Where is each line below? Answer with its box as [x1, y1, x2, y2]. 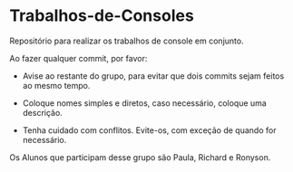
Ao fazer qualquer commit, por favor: [9, 53, 148, 63]
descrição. [22, 107, 63, 118]
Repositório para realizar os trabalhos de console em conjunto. [9, 35, 244, 46]
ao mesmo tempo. [22, 80, 91, 91]
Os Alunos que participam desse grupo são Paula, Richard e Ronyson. [9, 151, 271, 163]
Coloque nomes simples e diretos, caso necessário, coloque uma [22, 97, 268, 109]
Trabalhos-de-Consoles [9, 5, 195, 26]
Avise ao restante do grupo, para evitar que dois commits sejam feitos [22, 70, 285, 81]
